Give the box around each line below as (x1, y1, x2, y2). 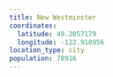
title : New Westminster (9, 12, 97, 22)
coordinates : (9, 21, 57, 30)
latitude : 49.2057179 (17, 29, 97, 38)
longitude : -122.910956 (17, 37, 104, 47)
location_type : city (9, 46, 86, 55)
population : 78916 (9, 54, 77, 63)
